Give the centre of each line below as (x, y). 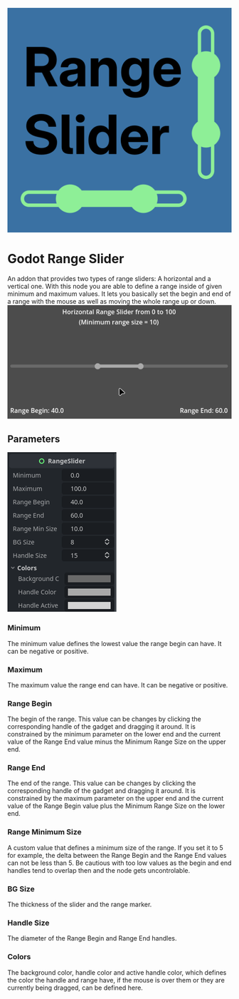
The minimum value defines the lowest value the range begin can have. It (115, 643)
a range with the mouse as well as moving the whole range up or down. (112, 301)
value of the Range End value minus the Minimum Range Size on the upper (117, 742)
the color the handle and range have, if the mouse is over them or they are (116, 980)
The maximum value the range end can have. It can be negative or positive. (118, 685)
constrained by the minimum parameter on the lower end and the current (114, 734)
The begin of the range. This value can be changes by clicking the (104, 719)
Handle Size (28, 923)
